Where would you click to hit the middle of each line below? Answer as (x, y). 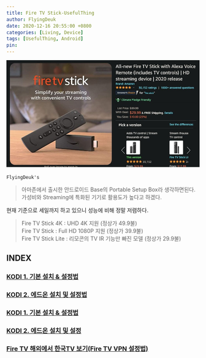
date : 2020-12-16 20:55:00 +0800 (49, 26)
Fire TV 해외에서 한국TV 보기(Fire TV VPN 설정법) (77, 348)
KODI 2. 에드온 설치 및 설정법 (47, 294)
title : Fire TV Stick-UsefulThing (51, 13)
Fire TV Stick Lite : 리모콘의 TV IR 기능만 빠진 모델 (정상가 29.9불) (101, 238)
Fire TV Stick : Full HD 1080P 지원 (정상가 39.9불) (82, 230)
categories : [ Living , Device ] (45, 32)
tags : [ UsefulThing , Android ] (45, 39)
